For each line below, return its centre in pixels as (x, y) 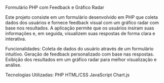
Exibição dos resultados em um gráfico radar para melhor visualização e (81, 60)
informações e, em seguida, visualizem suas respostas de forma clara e (80, 33)
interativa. (16, 39)
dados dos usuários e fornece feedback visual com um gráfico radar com (82, 23)
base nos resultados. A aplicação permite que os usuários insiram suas (80, 28)
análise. (13, 65)
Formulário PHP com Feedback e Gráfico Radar (55, 7)
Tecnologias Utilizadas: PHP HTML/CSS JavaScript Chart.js (68, 75)
